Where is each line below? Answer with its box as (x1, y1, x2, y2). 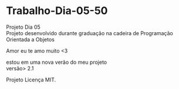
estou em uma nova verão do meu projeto (6, 59, 107, 66)
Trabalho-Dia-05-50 (6, 4, 108, 18)
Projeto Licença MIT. (6, 76, 56, 83)
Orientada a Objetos (6, 36, 55, 43)
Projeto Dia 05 (6, 23, 41, 30)
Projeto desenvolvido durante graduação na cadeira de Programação (6, 29, 173, 36)
